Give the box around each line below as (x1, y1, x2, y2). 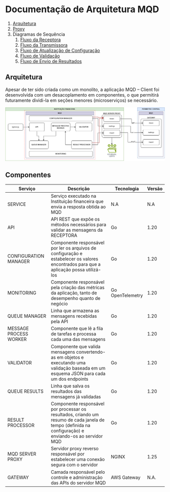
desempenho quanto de (51, 295, 101, 301)
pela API (51, 319, 68, 325)
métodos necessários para (51, 222, 106, 228)
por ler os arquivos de (51, 245, 97, 251)
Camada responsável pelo (51, 469, 105, 475)
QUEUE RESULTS (7, 388, 44, 394)
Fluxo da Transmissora (20, 42, 68, 48)
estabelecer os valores (51, 256, 99, 262)
